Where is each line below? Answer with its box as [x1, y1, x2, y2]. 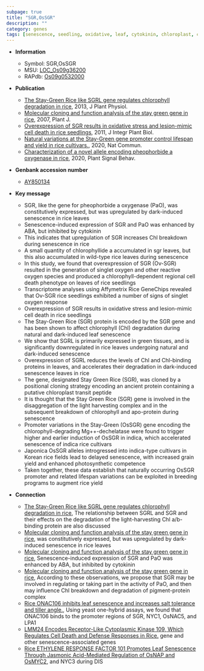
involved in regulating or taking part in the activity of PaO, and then [24, 580, 192, 588]
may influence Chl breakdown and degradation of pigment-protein [24, 587, 190, 594]
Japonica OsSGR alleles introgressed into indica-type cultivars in [24, 447, 187, 455]
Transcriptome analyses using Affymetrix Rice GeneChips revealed [24, 286, 192, 293]
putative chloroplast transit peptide [24, 389, 112, 396]
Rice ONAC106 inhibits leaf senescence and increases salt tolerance [24, 600, 195, 607]
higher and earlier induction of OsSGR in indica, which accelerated [24, 434, 191, 441]
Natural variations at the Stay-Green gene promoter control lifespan [24, 135, 193, 143]
